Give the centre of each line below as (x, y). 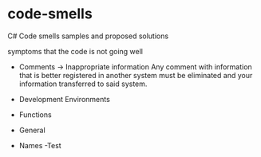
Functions (36, 114)
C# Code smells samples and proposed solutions (88, 36)
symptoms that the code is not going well (75, 51)
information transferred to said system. (83, 84)
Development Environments (65, 99)
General (32, 130)
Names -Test (40, 145)
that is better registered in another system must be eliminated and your (136, 75)
